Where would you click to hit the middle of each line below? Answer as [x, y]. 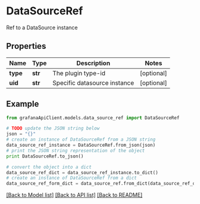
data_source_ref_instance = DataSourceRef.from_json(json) [81, 145]
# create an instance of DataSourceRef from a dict [71, 178]
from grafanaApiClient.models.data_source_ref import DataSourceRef [93, 118]
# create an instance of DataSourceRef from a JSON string [81, 140]
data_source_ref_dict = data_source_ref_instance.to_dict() [82, 172]
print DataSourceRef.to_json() [45, 156]
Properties [26, 46]
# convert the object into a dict [49, 167]
